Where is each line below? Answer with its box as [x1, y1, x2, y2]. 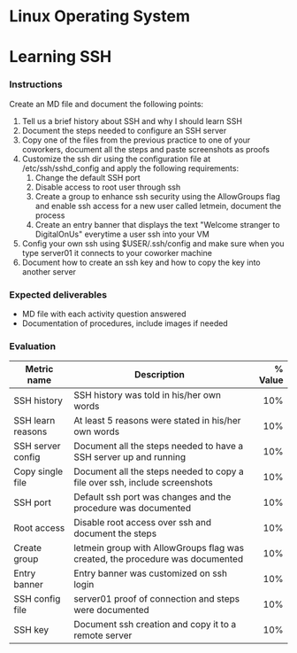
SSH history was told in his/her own [73, 389, 221, 401]
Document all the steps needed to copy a [73, 465, 245, 478]
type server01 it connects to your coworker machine [21, 247, 212, 258]
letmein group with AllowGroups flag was [73, 542, 245, 555]
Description [133, 369, 186, 381]
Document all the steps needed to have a [73, 440, 244, 453]
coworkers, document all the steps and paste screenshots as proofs [21, 144, 270, 154]
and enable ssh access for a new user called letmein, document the [34, 200, 282, 211]
